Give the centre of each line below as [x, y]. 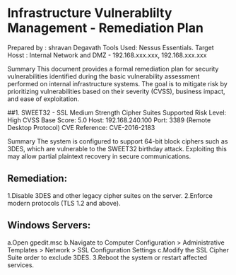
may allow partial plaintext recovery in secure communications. [99, 156]
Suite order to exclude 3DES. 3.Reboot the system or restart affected [107, 257]
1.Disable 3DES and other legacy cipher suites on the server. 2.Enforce [110, 195]
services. [20, 265]
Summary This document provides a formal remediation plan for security [113, 69]
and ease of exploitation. [43, 99]
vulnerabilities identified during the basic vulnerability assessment [104, 76]
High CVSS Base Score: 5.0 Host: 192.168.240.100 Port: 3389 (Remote [109, 120]
